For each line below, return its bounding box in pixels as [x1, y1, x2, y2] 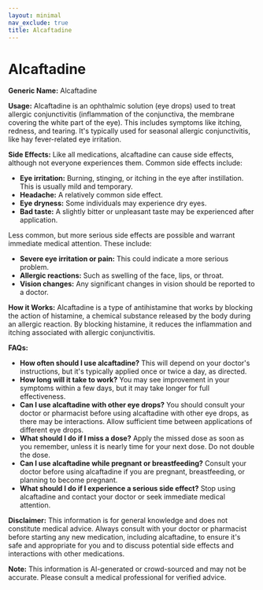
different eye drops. [19, 426, 84, 435]
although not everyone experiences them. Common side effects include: [8, 158, 243, 168]
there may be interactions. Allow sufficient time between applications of [19, 417, 253, 426]
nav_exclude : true [8, 19, 69, 27]
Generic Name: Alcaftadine [8, 86, 98, 95]
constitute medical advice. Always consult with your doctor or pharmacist [8, 524, 247, 533]
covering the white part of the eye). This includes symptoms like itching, [8, 118, 243, 127]
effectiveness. [19, 392, 66, 401]
